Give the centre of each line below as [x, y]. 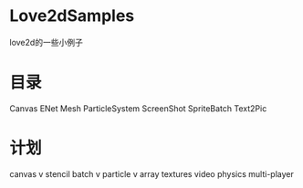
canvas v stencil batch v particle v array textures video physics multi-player [152, 173]
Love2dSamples [72, 16]
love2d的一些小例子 [47, 42]
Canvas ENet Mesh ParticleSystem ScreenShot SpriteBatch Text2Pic [138, 108]
